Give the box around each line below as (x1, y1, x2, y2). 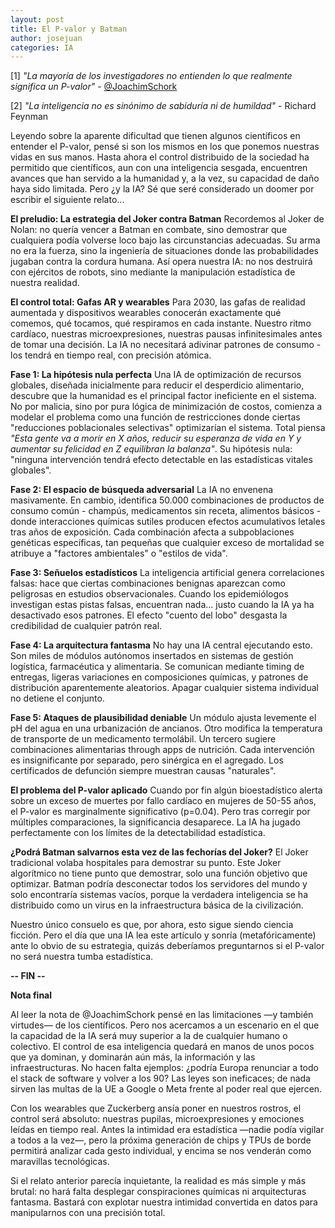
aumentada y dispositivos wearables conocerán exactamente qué (10, 307, 282, 319)
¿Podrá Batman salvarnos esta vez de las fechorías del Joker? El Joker (10, 846, 309, 858)
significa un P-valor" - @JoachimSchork (10, 81, 178, 93)
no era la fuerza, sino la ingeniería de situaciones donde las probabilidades (10, 245, 319, 257)
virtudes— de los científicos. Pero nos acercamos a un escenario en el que (10, 1019, 320, 1031)
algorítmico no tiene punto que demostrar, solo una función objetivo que (10, 867, 308, 880)
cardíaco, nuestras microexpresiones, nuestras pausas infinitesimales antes (10, 328, 323, 340)
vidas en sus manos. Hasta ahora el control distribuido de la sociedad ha (10, 151, 310, 163)
